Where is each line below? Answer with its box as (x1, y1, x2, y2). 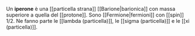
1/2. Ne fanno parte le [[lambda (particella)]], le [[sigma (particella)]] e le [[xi (6, 18, 190, 24)
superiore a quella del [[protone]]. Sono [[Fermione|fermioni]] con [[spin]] (6, 11, 184, 18)
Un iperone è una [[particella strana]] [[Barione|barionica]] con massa (6, 6, 176, 12)
